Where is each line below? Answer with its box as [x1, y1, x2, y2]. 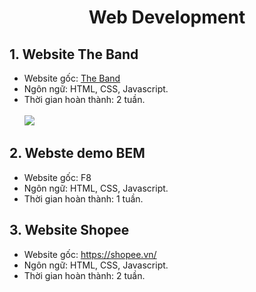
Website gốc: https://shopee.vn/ [23, 248, 157, 260]
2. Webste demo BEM [9, 145, 146, 162]
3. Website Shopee [9, 222, 130, 239]
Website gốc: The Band [23, 72, 121, 84]
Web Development [88, 6, 246, 29]
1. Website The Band [9, 46, 139, 63]
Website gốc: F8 [23, 171, 92, 183]
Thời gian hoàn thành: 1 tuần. [23, 192, 144, 205]
